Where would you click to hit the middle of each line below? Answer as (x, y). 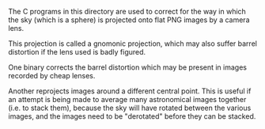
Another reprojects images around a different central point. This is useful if (130, 91)
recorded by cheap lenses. (52, 76)
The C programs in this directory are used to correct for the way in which (127, 11)
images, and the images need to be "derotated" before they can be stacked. (132, 116)
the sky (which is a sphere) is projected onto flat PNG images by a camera (129, 20)
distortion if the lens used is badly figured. (77, 52)
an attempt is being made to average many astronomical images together (127, 99)
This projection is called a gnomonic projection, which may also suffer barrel (132, 44)
